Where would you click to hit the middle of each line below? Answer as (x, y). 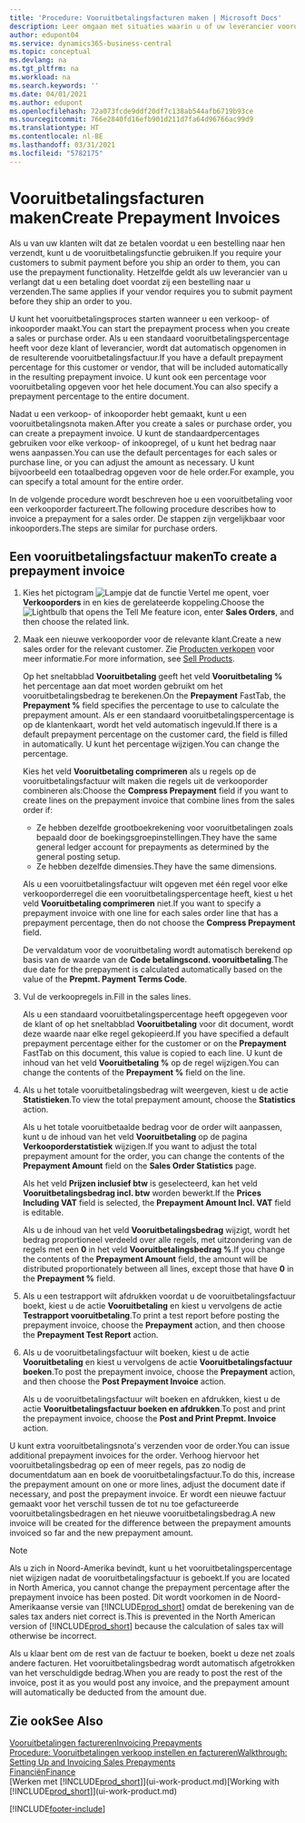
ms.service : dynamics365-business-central (91, 43)
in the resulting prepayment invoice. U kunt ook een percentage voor (138, 377)
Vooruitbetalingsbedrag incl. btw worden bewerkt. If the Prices (142, 1193)
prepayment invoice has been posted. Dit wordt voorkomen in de (131, 1597)
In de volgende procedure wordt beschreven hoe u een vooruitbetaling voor (151, 499)
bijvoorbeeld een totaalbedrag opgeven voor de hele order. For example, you (152, 472)
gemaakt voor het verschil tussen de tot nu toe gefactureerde (124, 1504)
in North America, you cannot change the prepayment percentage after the (150, 1588)
